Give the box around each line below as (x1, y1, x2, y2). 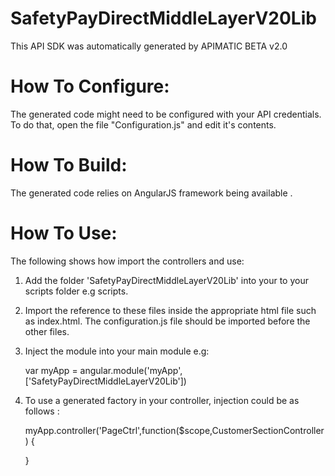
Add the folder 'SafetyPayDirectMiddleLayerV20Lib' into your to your (24, 274, 309, 286)
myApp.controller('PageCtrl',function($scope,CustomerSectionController (24, 424, 325, 436)
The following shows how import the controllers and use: (10, 255, 245, 267)
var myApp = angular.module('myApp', (24, 364, 183, 376)
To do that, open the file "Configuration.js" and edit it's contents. (10, 118, 277, 131)
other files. (24, 325, 70, 337)
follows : (24, 405, 60, 417)
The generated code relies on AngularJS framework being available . (10, 187, 293, 199)
